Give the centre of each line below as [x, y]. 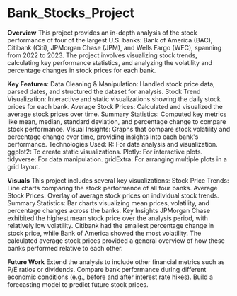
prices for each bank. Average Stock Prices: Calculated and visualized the [115, 106]
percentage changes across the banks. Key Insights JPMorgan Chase [109, 210]
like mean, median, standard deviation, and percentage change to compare [117, 121]
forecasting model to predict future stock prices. [78, 284]
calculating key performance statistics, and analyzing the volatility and [110, 62]
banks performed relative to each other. [65, 248]
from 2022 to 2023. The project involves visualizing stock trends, [103, 55]
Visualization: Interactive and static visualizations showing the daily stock [114, 99]
